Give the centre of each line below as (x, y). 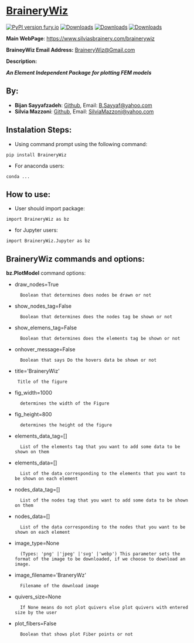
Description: (21, 61)
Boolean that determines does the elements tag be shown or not (100, 339)
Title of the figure (42, 382)
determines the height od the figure (66, 425)
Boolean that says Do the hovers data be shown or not (89, 360)
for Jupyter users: (36, 230)
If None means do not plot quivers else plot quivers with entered (104, 608)
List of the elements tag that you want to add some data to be (100, 447)
